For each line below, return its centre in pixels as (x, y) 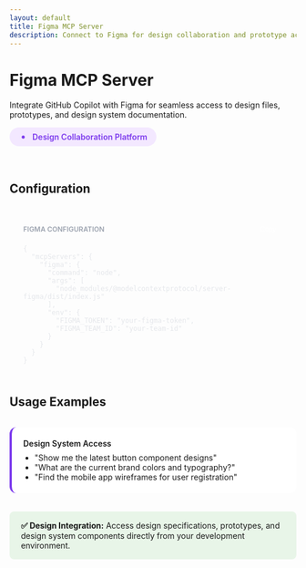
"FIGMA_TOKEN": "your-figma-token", (125, 320)
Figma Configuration (64, 229)
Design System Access (67, 444)
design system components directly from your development (133, 536)
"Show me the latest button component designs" (126, 458)
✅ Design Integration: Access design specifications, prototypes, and (151, 526)
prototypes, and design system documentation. (98, 115)
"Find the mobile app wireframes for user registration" (136, 477)
